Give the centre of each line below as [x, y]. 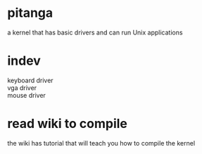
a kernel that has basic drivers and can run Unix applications [95, 32]
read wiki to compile [68, 124]
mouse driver [26, 95]
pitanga [30, 13]
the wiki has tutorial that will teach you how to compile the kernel [101, 143]
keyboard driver [31, 80]
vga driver [22, 88]
